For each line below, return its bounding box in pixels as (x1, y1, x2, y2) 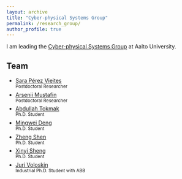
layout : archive (6, 9, 48, 15)
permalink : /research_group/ (6, 20, 81, 26)
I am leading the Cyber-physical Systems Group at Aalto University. (6, 43, 176, 50)
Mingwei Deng (15, 119, 52, 126)
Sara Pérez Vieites (15, 77, 62, 85)
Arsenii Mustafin (15, 91, 57, 98)
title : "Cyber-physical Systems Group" (6, 15, 108, 21)
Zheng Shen (15, 133, 47, 140)
